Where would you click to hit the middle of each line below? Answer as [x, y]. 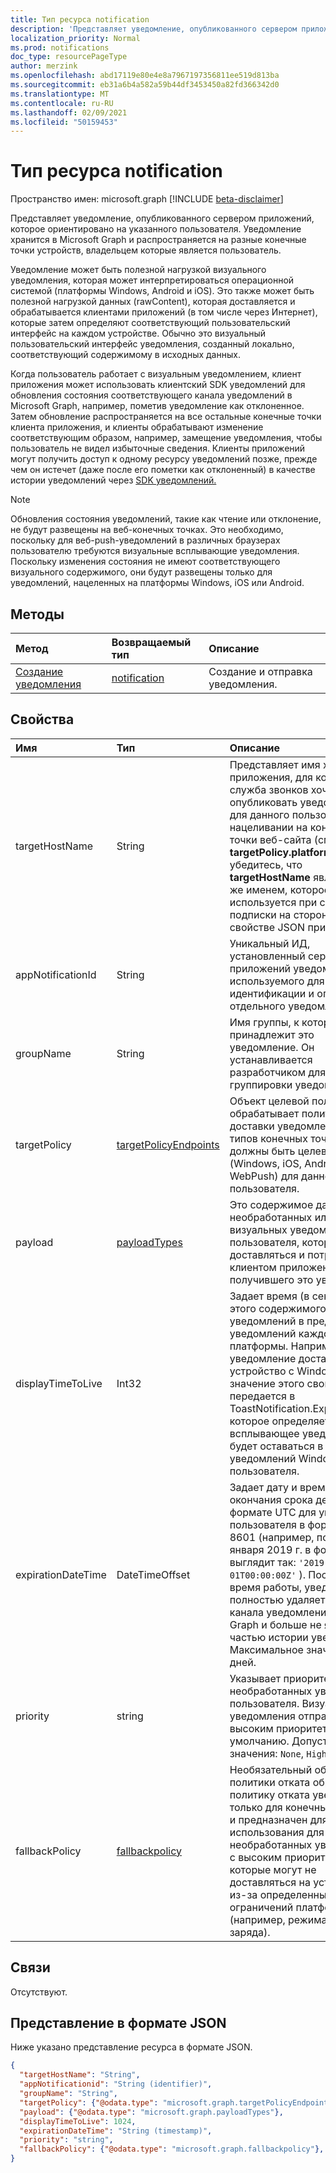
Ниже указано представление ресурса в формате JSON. [131, 2047]
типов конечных [268, 1138]
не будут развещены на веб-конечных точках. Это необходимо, [147, 530]
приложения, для [271, 777]
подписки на [260, 914]
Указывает [255, 1678]
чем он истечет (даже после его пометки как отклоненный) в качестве [163, 470]
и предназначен [268, 1819]
